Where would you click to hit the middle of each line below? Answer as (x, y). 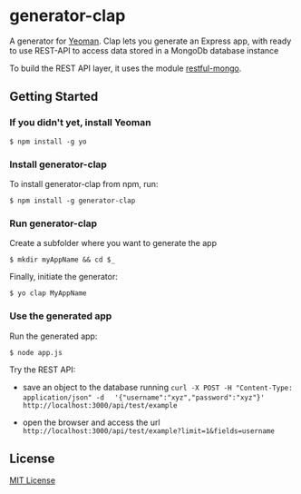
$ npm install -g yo (49, 142)
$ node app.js (36, 352)
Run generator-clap (53, 223)
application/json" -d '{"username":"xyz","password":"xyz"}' (144, 397)
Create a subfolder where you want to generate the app (113, 243)
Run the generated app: (53, 336)
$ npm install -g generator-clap (73, 201)
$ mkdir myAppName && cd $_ (63, 260)
